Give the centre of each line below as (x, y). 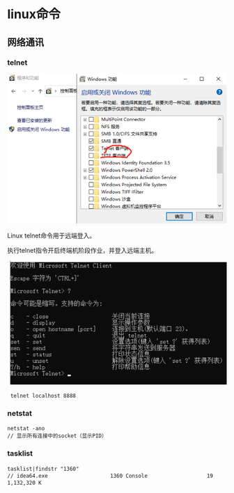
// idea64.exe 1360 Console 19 (110, 476)
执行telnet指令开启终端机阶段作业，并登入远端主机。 (83, 250)
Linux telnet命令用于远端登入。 (52, 235)
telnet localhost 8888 (43, 396)
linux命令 (34, 14)
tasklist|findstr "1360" (43, 469)
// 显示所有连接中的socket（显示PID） (57, 436)
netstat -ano (26, 429)
